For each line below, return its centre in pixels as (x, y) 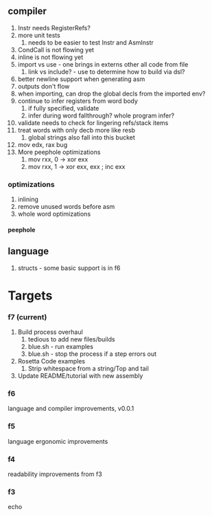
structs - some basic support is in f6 (69, 268)
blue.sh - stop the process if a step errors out (92, 354)
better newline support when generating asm (81, 79)
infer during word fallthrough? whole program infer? (101, 115)
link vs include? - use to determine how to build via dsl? (106, 71)
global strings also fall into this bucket (82, 137)
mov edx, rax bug (43, 144)
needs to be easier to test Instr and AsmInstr (91, 42)
